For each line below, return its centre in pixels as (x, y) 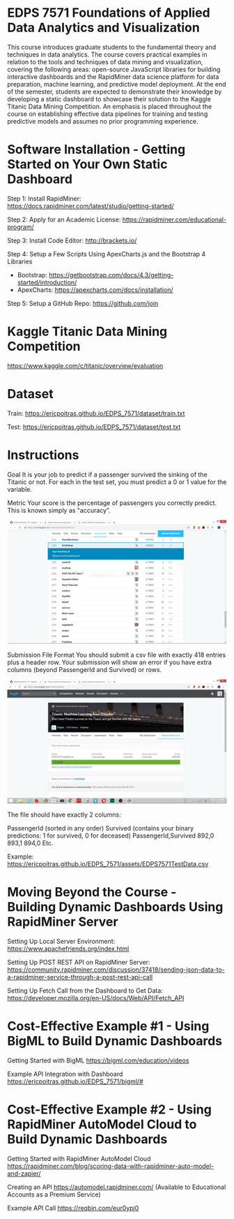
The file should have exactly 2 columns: (64, 815)
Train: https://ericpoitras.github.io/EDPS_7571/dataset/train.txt (96, 413)
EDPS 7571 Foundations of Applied (109, 13)
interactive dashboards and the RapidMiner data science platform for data (113, 76)
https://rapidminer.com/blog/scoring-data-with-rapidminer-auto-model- (111, 1166)
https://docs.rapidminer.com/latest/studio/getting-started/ (91, 206)
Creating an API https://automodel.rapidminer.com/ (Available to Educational (117, 1187)
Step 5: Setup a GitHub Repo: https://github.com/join (83, 303)
